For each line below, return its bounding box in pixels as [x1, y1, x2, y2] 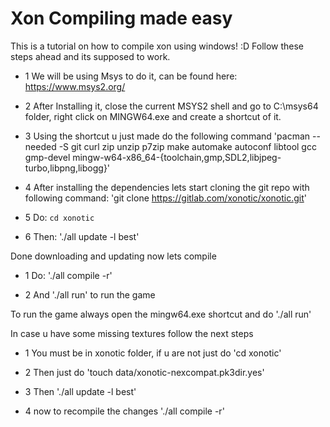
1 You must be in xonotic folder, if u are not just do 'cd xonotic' [24, 347, 282, 359]
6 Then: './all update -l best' [24, 230, 140, 242]
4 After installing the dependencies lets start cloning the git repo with [24, 181, 310, 193]
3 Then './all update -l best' [24, 385, 137, 397]
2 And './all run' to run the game [24, 288, 156, 301]
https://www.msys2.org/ [24, 80, 126, 92]
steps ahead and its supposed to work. [10, 50, 171, 62]
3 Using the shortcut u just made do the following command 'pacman [24, 130, 311, 142]
